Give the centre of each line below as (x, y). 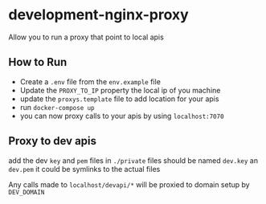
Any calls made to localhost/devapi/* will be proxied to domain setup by (129, 184)
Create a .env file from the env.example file (90, 81)
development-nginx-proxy (98, 15)
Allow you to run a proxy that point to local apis (86, 37)
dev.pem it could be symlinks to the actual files (84, 169)
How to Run (38, 62)
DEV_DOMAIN (27, 192)
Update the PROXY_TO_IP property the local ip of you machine (120, 90)
